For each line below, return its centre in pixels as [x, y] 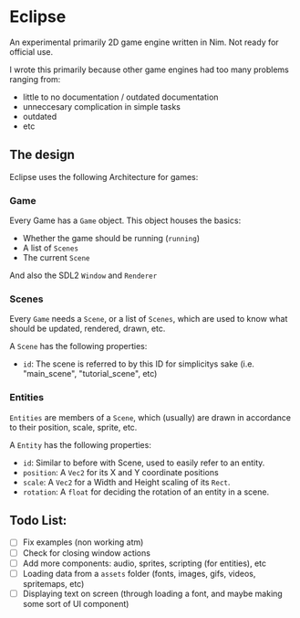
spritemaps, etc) [53, 583]
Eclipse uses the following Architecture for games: [104, 176]
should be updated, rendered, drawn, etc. [88, 329]
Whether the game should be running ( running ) [111, 239]
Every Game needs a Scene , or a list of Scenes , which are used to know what [149, 319]
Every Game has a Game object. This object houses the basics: [125, 220]
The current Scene [56, 258]
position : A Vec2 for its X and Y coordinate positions [120, 472]
